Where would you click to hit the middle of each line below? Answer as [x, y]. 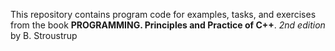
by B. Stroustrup [44, 35]
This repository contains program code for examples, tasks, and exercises [163, 14]
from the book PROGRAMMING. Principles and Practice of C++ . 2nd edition [168, 25]
